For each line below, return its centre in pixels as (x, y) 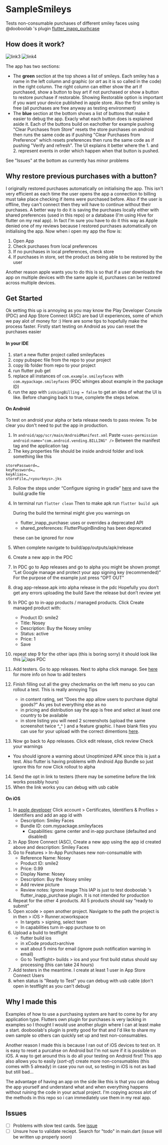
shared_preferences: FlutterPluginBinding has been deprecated (86, 528)
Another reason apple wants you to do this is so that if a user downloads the (84, 272)
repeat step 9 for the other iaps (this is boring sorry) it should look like (85, 654)
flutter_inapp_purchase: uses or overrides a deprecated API (82, 522)
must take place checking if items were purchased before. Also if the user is (84, 199)
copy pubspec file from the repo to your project (62, 360)
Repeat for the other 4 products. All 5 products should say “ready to (83, 900)
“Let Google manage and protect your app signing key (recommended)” (87, 572)
